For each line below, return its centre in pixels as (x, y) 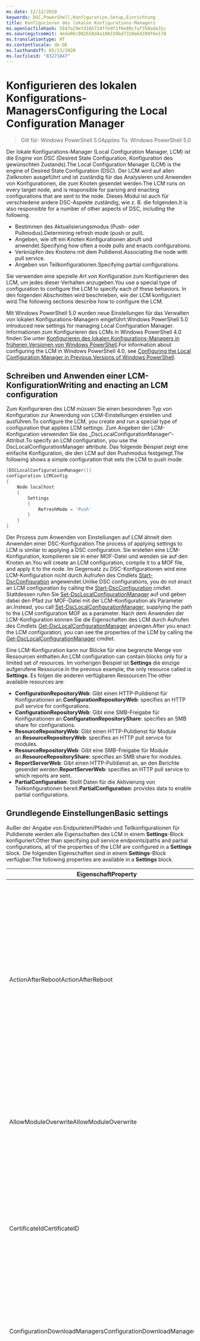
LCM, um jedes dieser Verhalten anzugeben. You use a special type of (92, 282)
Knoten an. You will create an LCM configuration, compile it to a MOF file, (95, 563)
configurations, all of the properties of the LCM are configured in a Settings (99, 846)
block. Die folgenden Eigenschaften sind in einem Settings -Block (86, 853)
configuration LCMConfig (37, 476)
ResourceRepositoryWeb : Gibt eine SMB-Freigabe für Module (91, 750)
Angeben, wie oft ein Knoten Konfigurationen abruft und (84, 239)
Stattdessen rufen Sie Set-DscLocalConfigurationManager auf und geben (96, 594)
